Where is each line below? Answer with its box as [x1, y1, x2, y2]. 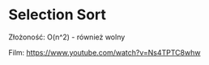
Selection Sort [8, 6, 107, 24]
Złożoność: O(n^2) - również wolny [8, 32, 126, 42]
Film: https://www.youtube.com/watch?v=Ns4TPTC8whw [8, 47, 201, 57]
